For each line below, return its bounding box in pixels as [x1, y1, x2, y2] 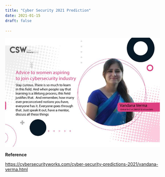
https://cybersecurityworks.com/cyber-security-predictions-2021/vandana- [5, 161, 159, 167]
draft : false [5, 18, 32, 23]
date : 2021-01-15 [5, 13, 41, 18]
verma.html [5, 167, 28, 173]
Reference [5, 152, 27, 158]
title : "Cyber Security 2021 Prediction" [5, 8, 91, 13]
